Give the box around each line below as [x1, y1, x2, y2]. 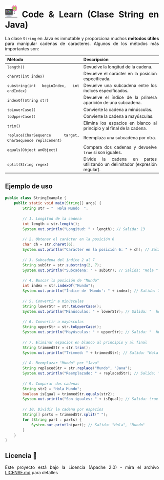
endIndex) [7, 88, 27, 94]
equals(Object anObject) [7, 148, 58, 153]
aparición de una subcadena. [83, 100, 142, 106]
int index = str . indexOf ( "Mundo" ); [22, 284, 95, 288]
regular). [83, 166, 101, 172]
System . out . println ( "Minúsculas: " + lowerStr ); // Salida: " [22, 309, 152, 314]
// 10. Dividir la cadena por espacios [22, 407, 104, 412]
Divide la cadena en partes [83, 156, 157, 162]
